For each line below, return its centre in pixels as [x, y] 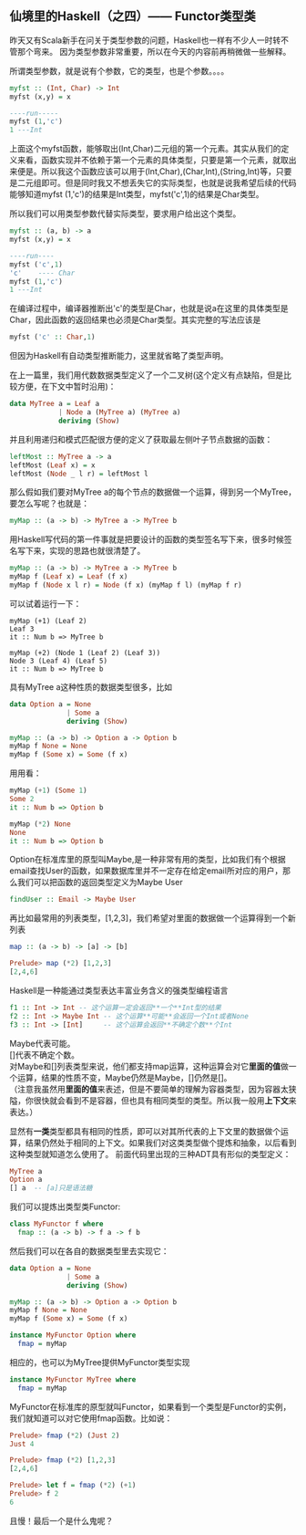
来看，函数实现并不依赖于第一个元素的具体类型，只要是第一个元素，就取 [153, 160]
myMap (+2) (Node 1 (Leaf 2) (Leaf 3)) [85, 653]
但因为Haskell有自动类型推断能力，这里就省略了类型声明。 [119, 356]
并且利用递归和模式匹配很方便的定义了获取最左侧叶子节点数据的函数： [141, 439]
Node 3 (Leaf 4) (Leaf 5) [58, 661]
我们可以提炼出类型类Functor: [65, 1206]
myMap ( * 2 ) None [40, 824]
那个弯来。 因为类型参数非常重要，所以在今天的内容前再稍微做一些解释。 [154, 51]
